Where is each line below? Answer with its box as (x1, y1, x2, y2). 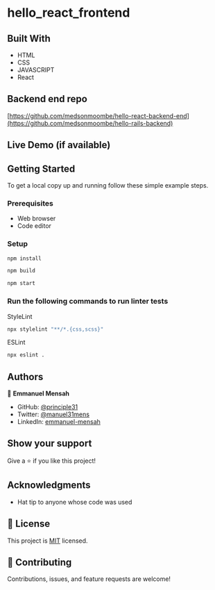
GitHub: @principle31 (17, 403, 78, 411)
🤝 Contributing (7, 556, 72, 568)
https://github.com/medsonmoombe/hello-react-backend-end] (9, 111, 189, 120)
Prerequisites (7, 198, 53, 208)
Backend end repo (7, 93, 88, 105)
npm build (7, 268, 36, 274)
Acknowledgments (7, 480, 92, 491)
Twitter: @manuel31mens (17, 410, 90, 418)
